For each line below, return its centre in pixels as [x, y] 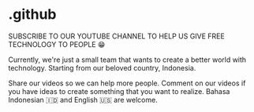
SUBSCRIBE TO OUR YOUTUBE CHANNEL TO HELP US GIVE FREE [116, 36]
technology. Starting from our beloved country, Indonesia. [102, 67]
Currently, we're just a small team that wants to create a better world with [127, 60]
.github [32, 14]
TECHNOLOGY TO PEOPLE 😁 [57, 44]
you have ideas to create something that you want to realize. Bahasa [119, 91]
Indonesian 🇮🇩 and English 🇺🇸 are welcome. [83, 99]
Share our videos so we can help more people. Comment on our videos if [127, 83]
